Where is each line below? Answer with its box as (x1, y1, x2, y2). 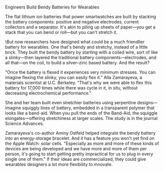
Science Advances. (5, 120, 44, 126)
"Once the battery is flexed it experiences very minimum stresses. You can (5, 69, 156, 75)
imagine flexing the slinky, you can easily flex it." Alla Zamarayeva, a (5, 75, 142, 80)
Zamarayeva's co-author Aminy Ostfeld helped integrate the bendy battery (5, 130, 156, 136)
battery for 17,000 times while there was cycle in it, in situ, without (5, 85, 138, 90)
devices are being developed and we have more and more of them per (5, 146, 147, 151)
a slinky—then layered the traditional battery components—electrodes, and (5, 55, 157, 60)
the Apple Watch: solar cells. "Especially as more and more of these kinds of (5, 141, 159, 146)
